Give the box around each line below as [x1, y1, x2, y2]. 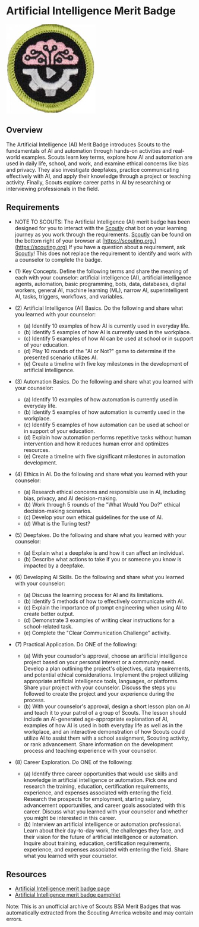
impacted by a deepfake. [23, 562, 85, 569]
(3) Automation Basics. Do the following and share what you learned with [14, 378, 194, 385]
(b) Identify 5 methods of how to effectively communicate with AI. [23, 598, 185, 605]
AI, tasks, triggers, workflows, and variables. [14, 293, 124, 300]
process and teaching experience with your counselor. [23, 747, 157, 754]
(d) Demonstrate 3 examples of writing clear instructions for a [23, 617, 175, 624]
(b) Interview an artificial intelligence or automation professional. [23, 821, 182, 828]
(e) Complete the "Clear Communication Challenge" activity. [23, 629, 171, 636]
